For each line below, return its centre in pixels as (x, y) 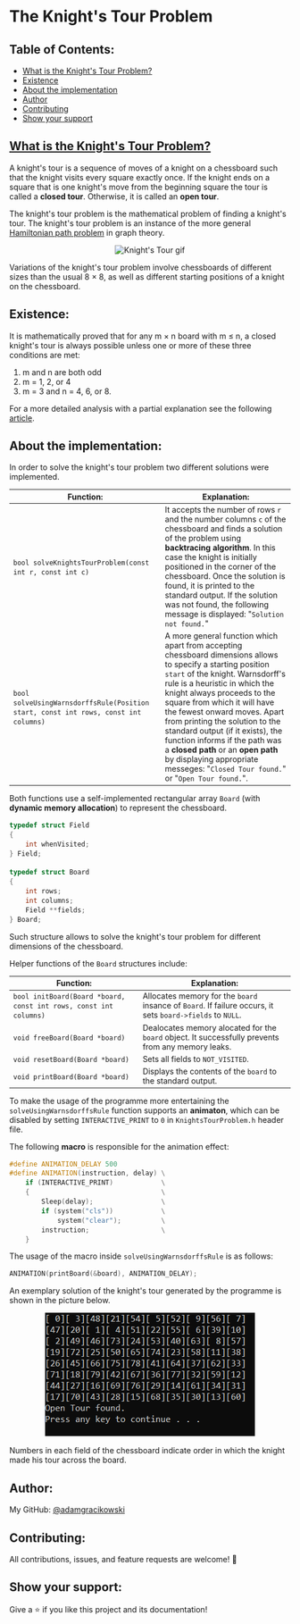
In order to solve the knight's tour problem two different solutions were (139, 467)
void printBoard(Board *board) (71, 1077)
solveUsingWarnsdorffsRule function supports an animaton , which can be (144, 1110)
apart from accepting (204, 646)
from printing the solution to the (223, 722)
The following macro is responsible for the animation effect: (119, 1146)
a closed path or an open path (221, 750)
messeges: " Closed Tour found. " (225, 769)
